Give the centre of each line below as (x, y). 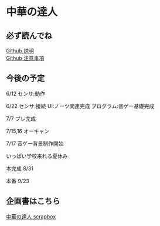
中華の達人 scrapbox (31, 216)
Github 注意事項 (25, 58)
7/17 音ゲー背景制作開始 (35, 143)
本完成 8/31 (20, 168)
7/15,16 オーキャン (28, 131)
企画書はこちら (33, 201)
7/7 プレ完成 (21, 119)
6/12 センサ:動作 (25, 93)
